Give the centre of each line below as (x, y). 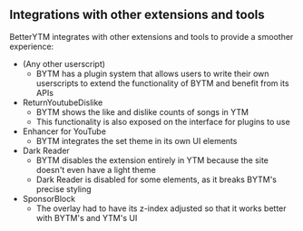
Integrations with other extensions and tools (137, 15)
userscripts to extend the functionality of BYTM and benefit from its (162, 83)
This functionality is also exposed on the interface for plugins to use (163, 121)
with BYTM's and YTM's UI (87, 217)
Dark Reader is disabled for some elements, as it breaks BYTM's (156, 179)
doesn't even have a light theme (96, 169)
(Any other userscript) (64, 63)
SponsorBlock (49, 198)
